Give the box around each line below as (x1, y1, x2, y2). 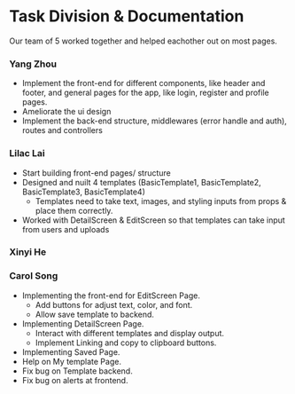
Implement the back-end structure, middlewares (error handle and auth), (21, 115, 288, 126)
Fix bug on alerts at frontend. (21, 374, 128, 385)
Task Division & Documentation (9, 6, 245, 27)
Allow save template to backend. (35, 309, 155, 319)
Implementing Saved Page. (21, 346, 120, 357)
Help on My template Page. (21, 356, 122, 366)
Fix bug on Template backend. (21, 366, 133, 376)
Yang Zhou (9, 58, 58, 70)
